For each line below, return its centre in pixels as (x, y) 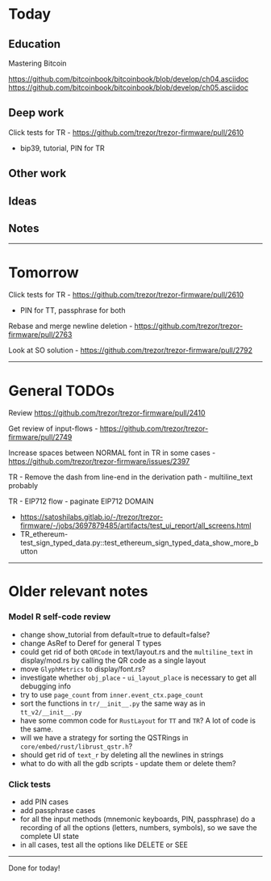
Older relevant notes (78, 592)
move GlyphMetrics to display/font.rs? (83, 668)
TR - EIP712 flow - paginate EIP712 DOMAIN (81, 501)
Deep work (36, 113)
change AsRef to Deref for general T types (91, 643)
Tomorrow (44, 272)
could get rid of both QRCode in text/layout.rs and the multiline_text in (136, 651)
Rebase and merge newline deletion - (71, 326)
